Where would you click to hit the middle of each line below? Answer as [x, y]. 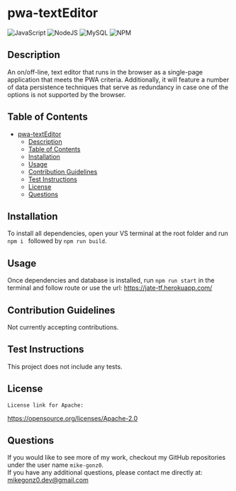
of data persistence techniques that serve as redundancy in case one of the [118, 87]
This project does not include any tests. [65, 366]
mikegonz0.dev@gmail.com [48, 480]
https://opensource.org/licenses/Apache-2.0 [73, 418]
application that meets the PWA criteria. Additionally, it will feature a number [118, 79]
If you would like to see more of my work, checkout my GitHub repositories [117, 458]
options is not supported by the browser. [67, 94]
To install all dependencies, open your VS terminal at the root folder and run [118, 233]
